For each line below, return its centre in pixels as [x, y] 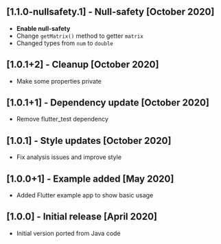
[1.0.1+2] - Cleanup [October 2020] [83, 65]
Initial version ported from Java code [68, 233]
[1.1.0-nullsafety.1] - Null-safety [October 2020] [110, 12]
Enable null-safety [43, 28]
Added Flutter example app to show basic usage [85, 195]
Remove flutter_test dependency [62, 119]
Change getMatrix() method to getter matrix [80, 36]
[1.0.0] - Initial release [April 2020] [82, 217]
